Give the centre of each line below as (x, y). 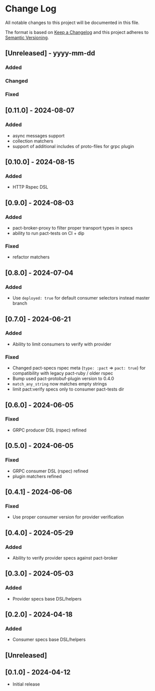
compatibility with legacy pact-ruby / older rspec (63, 373)
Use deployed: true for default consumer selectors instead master (81, 298)
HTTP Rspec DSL (30, 187)
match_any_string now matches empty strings (60, 384)
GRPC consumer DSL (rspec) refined (50, 471)
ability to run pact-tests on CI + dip (48, 233)
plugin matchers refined (37, 476)
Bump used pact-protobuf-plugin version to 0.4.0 (63, 378)
